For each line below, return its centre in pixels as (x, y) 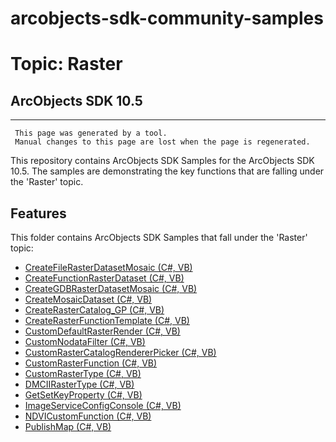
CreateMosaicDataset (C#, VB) (88, 299)
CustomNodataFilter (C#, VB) (85, 341)
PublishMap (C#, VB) (68, 426)
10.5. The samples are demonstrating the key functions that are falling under (167, 171)
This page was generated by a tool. (91, 133)
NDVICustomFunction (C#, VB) (88, 416)
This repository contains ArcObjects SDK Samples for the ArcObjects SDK (162, 161)
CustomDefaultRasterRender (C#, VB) (102, 331)
